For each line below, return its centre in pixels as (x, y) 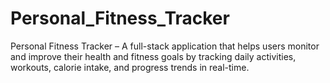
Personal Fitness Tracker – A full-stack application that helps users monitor (165, 46)
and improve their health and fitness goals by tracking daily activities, (153, 56)
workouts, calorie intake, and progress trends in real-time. (130, 67)
